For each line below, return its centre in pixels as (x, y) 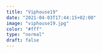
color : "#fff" (24, 29)
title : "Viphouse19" (32, 12)
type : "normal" (25, 35)
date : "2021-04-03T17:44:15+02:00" (51, 18)
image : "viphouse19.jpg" (38, 23)
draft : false (23, 40)
